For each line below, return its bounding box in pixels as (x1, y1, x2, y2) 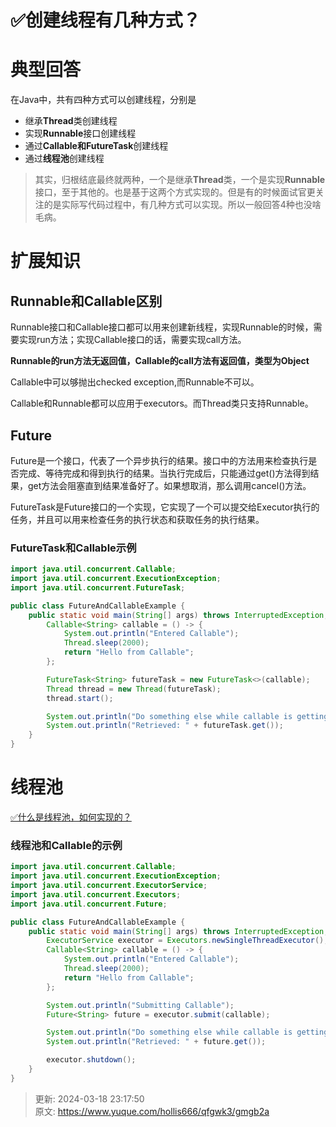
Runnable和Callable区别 (10, 292, 163, 310)
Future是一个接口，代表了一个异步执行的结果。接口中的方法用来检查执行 (10, 454, 309, 466)
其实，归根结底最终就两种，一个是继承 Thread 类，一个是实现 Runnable (34, 174, 326, 186)
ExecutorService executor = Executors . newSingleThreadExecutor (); (46, 936, 329, 946)
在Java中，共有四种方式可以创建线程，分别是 (10, 94, 197, 106)
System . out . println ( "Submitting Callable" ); (46, 1000, 235, 1010)
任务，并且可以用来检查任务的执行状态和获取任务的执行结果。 (10, 513, 265, 525)
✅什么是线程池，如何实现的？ (10, 811, 132, 823)
